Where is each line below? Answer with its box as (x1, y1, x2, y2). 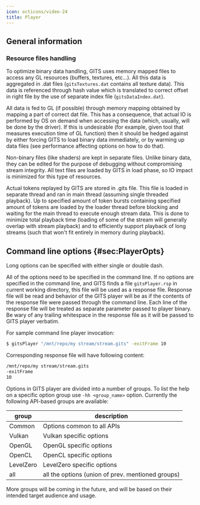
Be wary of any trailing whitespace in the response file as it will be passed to (6, 311, 194, 319)
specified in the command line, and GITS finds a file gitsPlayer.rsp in (6, 280, 177, 286)
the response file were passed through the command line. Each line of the (6, 299, 187, 306)
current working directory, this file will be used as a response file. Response (6, 286, 192, 293)
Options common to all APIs (42, 422, 120, 430)
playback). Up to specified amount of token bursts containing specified (6, 197, 181, 204)
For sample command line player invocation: (6, 329, 115, 336)
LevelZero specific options (42, 460, 117, 469)
